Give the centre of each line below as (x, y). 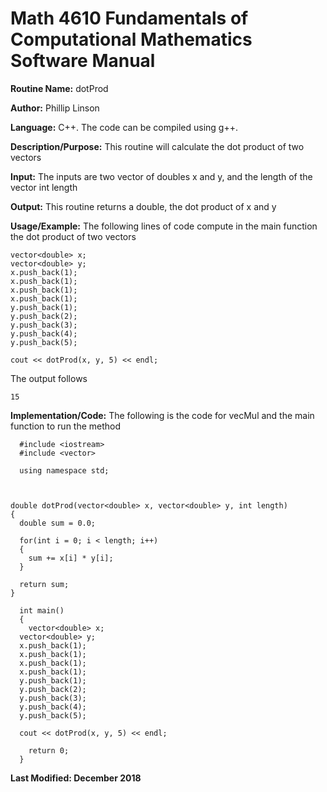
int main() (42, 610)
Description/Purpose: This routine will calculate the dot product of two (157, 146)
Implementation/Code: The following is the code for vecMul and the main (162, 415)
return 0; (49, 750)
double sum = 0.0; (58, 523)
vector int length (44, 187)
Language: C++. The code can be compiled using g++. (124, 127)
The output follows (49, 378)
